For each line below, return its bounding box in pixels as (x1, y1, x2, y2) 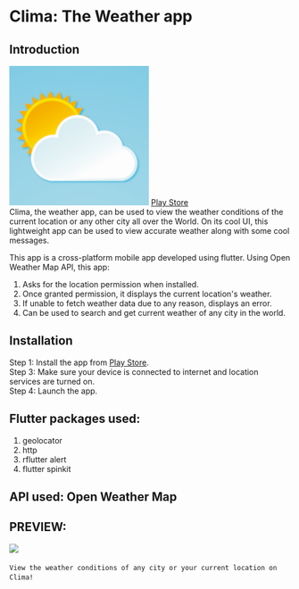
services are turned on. (9, 376, 96, 386)
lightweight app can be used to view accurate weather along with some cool (9, 226, 290, 236)
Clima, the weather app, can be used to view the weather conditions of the (9, 207, 284, 217)
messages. (9, 235, 50, 245)
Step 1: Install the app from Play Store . (9, 357, 150, 368)
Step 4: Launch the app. (9, 386, 98, 396)
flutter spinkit (21, 463, 71, 474)
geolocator (21, 435, 62, 445)
